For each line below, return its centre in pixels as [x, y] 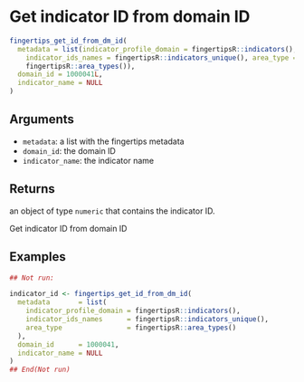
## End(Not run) [40, 370]
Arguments [42, 119]
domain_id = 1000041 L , [60, 74]
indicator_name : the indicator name [88, 160]
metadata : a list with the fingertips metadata [103, 141]
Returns [33, 189]
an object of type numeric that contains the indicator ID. [112, 211]
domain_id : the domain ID [69, 150]
